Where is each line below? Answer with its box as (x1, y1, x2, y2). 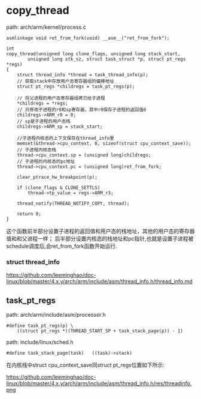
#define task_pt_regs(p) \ (6, 323, 74, 329)
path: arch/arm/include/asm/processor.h (6, 311, 106, 319)
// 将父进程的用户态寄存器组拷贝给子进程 (17, 95, 106, 101)
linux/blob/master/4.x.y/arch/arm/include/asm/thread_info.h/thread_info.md (6, 278, 193, 285)
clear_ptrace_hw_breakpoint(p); (17, 174, 98, 180)
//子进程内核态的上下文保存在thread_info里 (17, 135, 115, 141)
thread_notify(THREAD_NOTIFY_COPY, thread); (17, 200, 130, 206)
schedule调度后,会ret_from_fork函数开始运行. (6, 242, 118, 250)
